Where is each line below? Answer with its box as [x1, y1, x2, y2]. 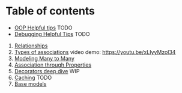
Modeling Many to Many [14, 55, 74, 62]
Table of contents [5, 4, 96, 18]
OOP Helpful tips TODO [14, 24, 73, 31]
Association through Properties [14, 61, 91, 68]
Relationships [14, 42, 48, 49]
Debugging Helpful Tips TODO [14, 30, 91, 37]
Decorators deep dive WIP [14, 67, 80, 74]
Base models [14, 80, 47, 88]
